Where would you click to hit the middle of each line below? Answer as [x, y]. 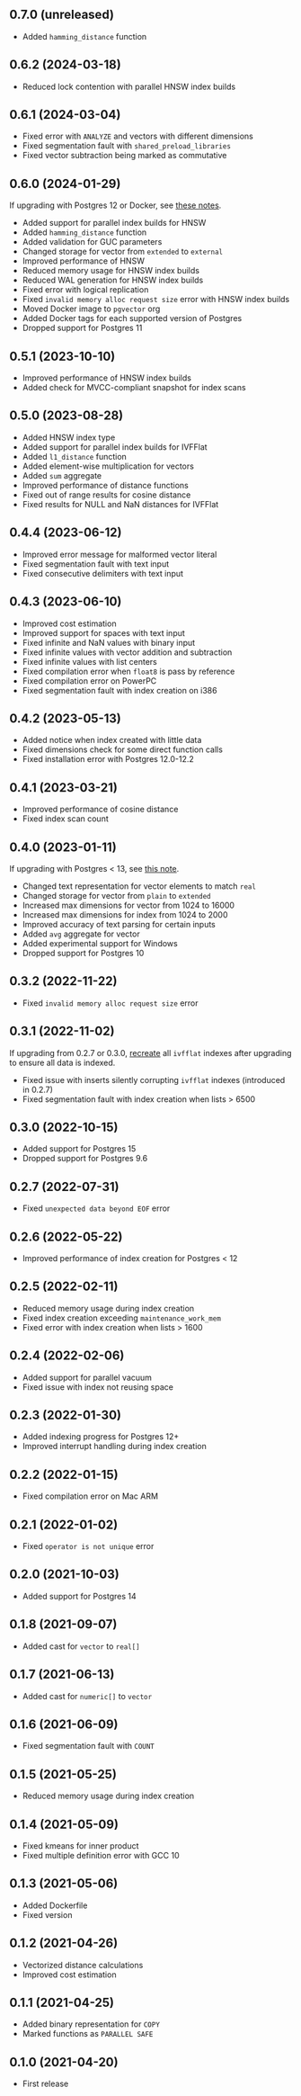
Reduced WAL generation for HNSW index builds [113, 280]
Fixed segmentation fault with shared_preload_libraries [127, 146]
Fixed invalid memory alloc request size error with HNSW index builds [156, 300]
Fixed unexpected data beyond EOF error [96, 1208]
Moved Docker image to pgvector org [91, 309]
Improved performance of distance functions [105, 485]
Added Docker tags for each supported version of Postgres [132, 318]
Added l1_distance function [75, 456]
